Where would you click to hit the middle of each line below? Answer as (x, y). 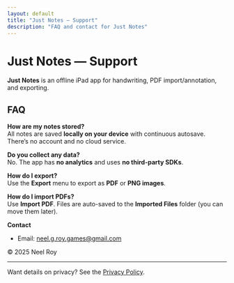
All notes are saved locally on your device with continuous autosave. (107, 134)
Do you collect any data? (44, 155)
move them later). (32, 212)
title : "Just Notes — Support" (53, 20)
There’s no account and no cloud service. (67, 141)
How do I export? (32, 176)
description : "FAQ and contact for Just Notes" (78, 26)
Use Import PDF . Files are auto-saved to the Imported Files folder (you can (115, 204)
